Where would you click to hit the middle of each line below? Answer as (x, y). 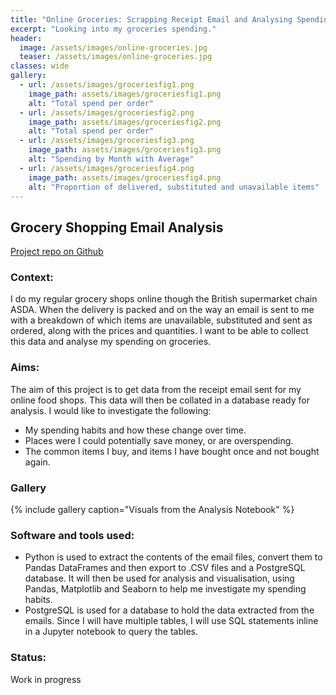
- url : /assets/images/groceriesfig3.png (107, 141)
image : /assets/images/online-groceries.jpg (113, 47)
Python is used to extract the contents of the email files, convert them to (173, 557)
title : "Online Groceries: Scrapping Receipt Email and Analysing (151, 19)
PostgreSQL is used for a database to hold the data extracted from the (169, 610)
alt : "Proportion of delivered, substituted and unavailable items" (174, 187)
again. (37, 462)
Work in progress (46, 679)
